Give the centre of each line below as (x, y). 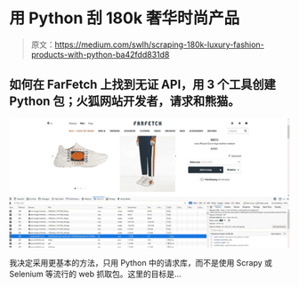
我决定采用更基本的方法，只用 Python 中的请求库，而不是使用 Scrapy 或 (141, 262)
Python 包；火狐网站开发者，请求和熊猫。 (125, 102)
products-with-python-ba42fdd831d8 (100, 54)
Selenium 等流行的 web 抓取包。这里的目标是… (95, 274)
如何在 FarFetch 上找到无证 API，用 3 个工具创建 (142, 85)
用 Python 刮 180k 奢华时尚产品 (125, 18)
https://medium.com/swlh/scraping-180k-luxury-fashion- (159, 44)
